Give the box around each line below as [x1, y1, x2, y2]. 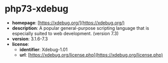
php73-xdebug [5, 3, 68, 15]
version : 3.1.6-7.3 [12, 36, 48, 42]
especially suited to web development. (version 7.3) [12, 30, 119, 36]
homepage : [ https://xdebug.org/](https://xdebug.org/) [12, 20, 125, 26]
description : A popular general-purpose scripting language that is [12, 25, 149, 31]
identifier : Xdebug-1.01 [19, 46, 68, 52]
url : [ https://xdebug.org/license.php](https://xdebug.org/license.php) [19, 51, 163, 58]
